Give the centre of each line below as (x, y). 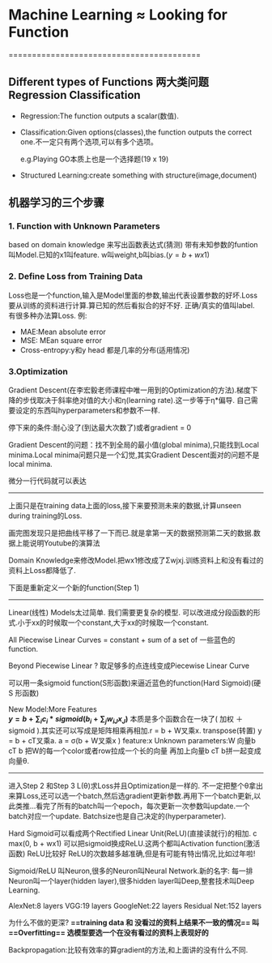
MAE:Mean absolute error (63, 332)
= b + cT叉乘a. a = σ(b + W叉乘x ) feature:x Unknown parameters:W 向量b (132, 740)
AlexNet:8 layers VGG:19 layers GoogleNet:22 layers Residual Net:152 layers (135, 905)
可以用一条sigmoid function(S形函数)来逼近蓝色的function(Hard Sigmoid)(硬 (135, 683)
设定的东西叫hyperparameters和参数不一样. (87, 410)
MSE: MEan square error (61, 340)
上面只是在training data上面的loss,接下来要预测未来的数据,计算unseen (125, 506)
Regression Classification (74, 95)
